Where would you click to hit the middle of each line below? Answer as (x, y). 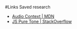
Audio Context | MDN (33, 16)
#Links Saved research (28, 7)
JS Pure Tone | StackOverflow (42, 22)
